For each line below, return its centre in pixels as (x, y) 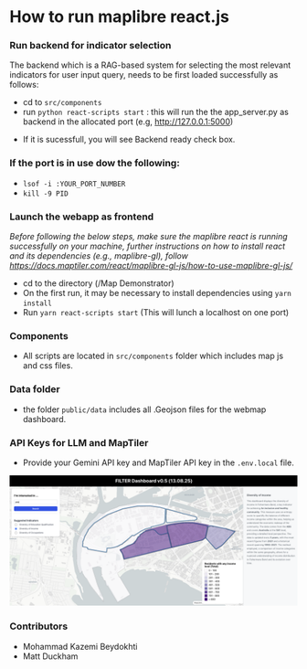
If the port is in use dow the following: (95, 164)
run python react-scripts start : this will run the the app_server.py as (156, 112)
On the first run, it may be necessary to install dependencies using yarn (157, 293)
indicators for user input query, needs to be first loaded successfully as (144, 75)
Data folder (35, 389)
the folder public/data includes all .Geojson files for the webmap (144, 409)
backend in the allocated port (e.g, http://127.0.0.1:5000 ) (128, 122)
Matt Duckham (50, 656)
